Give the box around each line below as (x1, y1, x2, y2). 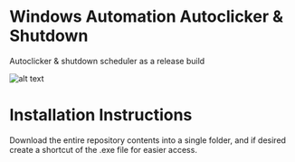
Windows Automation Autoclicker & (9, 6, 283, 27)
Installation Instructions (9, 105, 193, 126)
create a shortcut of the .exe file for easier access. (9, 144, 197, 155)
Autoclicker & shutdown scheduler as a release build (9, 55, 205, 66)
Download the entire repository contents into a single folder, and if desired (9, 134, 287, 146)
